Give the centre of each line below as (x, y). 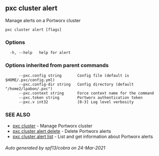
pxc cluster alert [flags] (33, 30)
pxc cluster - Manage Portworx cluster (53, 126)
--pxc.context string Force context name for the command (86, 93)
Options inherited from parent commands (57, 65)
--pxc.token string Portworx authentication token (81, 98)
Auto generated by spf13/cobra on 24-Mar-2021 (55, 148)
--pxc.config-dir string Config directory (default (76, 85)
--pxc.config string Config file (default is (74, 76)
